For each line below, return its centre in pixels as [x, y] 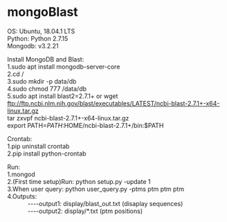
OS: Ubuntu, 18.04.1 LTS [41, 31]
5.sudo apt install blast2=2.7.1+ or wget [63, 96]
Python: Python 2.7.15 [38, 38]
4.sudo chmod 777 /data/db [47, 89]
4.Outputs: [22, 196]
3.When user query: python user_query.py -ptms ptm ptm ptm [96, 189]
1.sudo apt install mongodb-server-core [64, 66]
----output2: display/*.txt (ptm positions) [85, 211]
